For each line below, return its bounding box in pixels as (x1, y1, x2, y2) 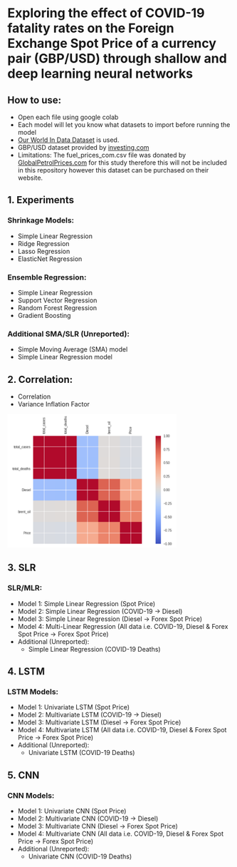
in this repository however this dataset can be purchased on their (17, 166, 209, 174)
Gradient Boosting (17, 311, 71, 319)
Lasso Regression (17, 247, 70, 255)
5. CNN (7, 769, 40, 781)
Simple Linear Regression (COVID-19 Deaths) (28, 645, 162, 653)
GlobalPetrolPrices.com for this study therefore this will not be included (17, 158, 228, 167)
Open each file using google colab (17, 113, 119, 121)
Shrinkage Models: (7, 215, 75, 225)
